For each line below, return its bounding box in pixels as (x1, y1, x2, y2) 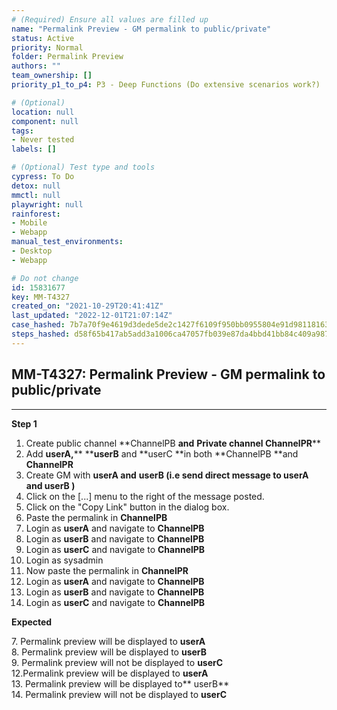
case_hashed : (11, 320, 66, 330)
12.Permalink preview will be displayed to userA (11, 667, 209, 679)
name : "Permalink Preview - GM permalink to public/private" (11, 24, 272, 34)
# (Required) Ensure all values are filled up (11, 14, 209, 25)
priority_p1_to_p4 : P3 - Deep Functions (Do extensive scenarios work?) (11, 80, 321, 90)
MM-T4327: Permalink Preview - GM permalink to (11, 366, 326, 383)
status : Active (11, 33, 75, 43)
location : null (11, 107, 75, 117)
